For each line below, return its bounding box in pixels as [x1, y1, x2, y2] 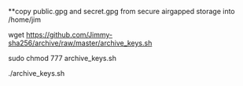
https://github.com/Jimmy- [26, 30, 113, 39]
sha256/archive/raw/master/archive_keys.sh [8, 38, 153, 48]
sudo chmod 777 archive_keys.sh [8, 54, 116, 63]
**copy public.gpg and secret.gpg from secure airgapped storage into [8, 7, 236, 16]
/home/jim [8, 15, 42, 24]
